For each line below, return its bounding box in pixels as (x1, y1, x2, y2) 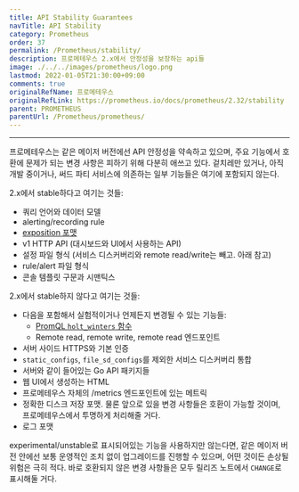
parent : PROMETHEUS (9, 104, 82, 113)
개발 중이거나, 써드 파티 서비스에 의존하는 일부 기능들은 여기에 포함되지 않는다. (9, 168, 280, 179)
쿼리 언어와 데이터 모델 (21, 207, 101, 217)
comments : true (9, 79, 66, 88)
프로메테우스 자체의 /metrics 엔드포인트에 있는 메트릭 (21, 388, 207, 398)
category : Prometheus (9, 29, 90, 38)
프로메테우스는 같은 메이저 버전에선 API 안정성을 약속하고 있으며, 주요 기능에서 (9, 146, 280, 157)
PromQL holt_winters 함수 (35, 321, 133, 332)
